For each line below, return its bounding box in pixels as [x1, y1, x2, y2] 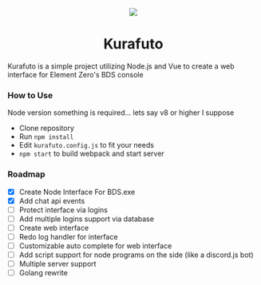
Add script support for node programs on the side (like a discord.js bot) [18, 250, 254, 259]
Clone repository [18, 124, 75, 133]
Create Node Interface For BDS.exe [18, 187, 136, 196]
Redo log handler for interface [18, 232, 118, 241]
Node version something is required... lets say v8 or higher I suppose [7, 108, 235, 117]
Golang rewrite [18, 268, 69, 278]
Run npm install [18, 132, 74, 141]
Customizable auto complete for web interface [18, 240, 172, 251]
